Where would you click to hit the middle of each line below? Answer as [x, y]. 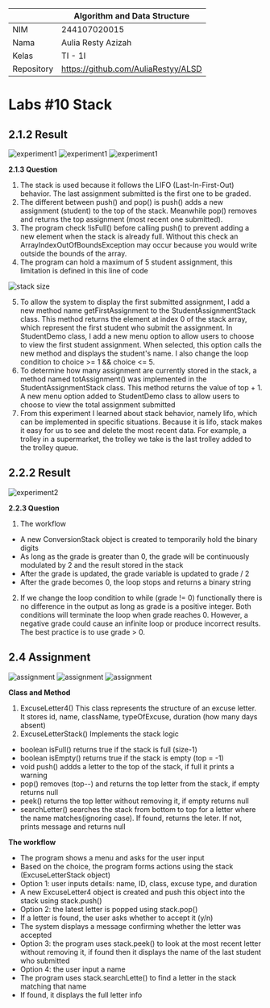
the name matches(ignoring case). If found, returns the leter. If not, [131, 818]
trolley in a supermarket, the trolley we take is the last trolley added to [135, 439]
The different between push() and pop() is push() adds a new [122, 202]
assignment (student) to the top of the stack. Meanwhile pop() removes [139, 210]
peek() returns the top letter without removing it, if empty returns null [135, 801]
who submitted [45, 960]
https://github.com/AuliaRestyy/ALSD [132, 69]
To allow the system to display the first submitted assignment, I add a [135, 302]
